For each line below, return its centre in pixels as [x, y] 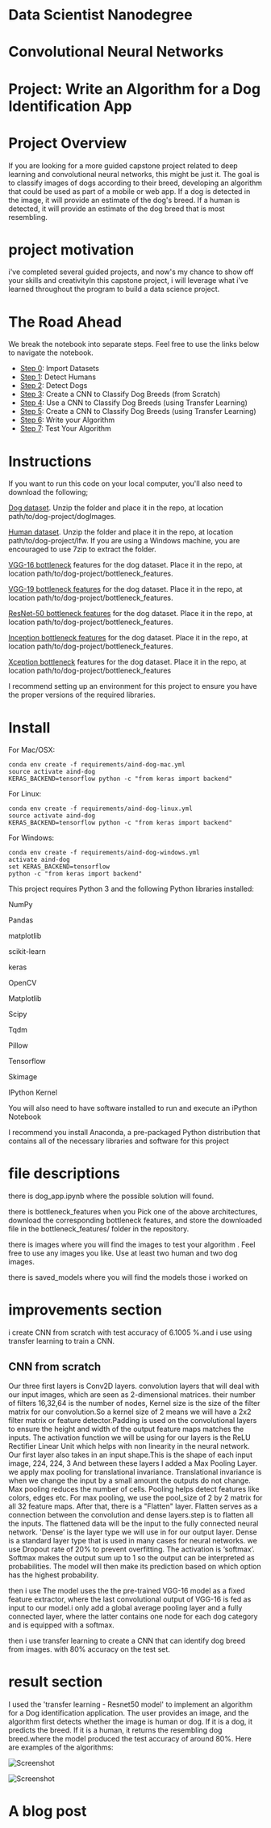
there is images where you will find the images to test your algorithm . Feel [132, 1245]
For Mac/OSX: [31, 750]
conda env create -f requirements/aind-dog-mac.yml [97, 765]
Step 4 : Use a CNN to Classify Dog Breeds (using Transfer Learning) [134, 403]
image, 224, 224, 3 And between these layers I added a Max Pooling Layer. [133, 1463]
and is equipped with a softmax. [61, 1625]
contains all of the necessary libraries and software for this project [119, 1141]
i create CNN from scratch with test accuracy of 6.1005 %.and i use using [130, 1332]
